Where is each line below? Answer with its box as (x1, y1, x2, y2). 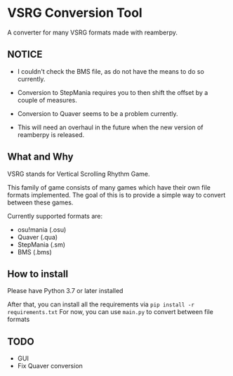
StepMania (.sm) (17, 240, 65, 249)
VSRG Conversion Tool (7, 5, 142, 21)
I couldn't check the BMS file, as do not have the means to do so (17, 67, 205, 75)
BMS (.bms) (17, 247, 52, 256)
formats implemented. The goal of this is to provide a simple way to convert (7, 190, 226, 199)
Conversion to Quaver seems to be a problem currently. (17, 109, 178, 117)
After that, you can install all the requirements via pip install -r (7, 300, 195, 309)
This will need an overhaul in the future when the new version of (17, 123, 204, 131)
